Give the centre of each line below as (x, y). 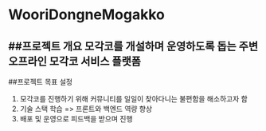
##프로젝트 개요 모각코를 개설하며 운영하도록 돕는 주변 (133, 46)
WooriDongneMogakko (86, 15)
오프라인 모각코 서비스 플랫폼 (75, 61)
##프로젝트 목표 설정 (41, 82)
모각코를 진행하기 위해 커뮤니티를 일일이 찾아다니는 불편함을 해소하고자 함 (134, 99)
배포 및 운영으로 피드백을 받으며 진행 (76, 119)
